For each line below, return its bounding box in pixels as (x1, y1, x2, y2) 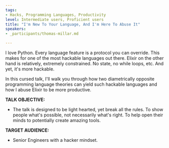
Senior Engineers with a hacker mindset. (12, 137, 98, 143)
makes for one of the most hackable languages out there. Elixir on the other (5, 55, 164, 61)
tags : (5, 7, 17, 13)
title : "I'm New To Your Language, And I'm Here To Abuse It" (5, 21, 140, 27)
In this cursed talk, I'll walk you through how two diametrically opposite (5, 76, 155, 82)
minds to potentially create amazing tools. (12, 117, 101, 123)
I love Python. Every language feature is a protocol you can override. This (5, 50, 160, 56)
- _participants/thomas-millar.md (5, 31, 79, 36)
